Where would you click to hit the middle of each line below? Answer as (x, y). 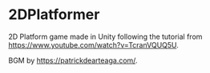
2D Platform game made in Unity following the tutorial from (105, 36)
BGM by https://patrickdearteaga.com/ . (73, 60)
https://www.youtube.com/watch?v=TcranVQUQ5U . (93, 44)
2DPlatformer (54, 15)
